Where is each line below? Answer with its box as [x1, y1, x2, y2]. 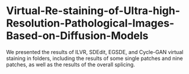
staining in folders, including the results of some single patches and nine [6, 55, 183, 62]
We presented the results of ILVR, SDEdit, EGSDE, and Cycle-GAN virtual [6, 48, 184, 55]
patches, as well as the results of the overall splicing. [6, 60, 135, 68]
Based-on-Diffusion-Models [6, 29, 149, 42]
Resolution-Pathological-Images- [6, 16, 175, 30]
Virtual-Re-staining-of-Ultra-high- [6, 4, 181, 18]
